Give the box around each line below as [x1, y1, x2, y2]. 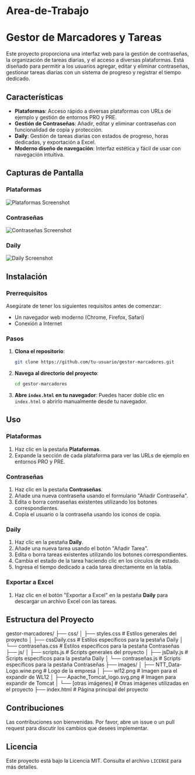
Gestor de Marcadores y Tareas [6, 31, 162, 44]
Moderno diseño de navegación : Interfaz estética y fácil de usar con [14, 144, 181, 151]
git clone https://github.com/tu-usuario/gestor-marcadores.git [14, 359, 175, 365]
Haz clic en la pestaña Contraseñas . [14, 485, 103, 492]
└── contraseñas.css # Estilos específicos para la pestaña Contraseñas [6, 642, 180, 650]
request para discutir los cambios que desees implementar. [6, 725, 149, 732]
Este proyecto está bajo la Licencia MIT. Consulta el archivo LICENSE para [6, 757, 182, 764]
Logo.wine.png [6, 667, 43, 674]
